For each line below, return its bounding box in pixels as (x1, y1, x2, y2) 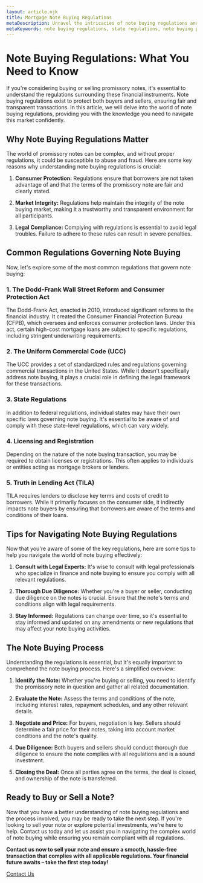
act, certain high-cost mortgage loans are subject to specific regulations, (6, 326, 188, 333)
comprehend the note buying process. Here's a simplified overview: (6, 665, 175, 672)
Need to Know (6, 65, 79, 79)
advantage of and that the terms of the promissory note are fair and (14, 181, 184, 188)
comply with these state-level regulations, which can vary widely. (6, 422, 169, 429)
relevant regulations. (14, 576, 66, 583)
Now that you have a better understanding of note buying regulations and (6, 808, 189, 815)
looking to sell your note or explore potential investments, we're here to (6, 821, 183, 828)
